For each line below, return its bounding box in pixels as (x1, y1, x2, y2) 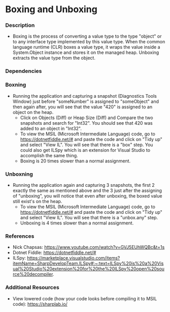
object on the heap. (12, 109, 54, 115)
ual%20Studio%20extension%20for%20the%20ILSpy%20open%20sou (12, 266, 165, 272)
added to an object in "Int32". (20, 125, 82, 131)
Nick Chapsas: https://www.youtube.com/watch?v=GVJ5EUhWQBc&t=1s (12, 244, 165, 250)
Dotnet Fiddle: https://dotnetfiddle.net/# (12, 249, 96, 256)
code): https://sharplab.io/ (12, 301, 67, 307)
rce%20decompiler (12, 271, 53, 277)
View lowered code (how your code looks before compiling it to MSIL (12, 295, 157, 301)
